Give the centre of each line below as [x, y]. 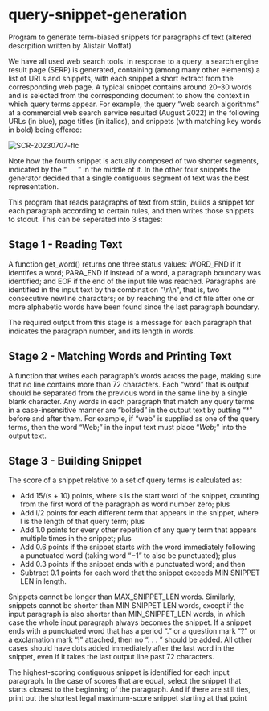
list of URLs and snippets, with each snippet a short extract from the [121, 78]
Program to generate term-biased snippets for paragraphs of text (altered [130, 37]
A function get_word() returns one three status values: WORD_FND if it [125, 264]
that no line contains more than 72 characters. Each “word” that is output [129, 384]
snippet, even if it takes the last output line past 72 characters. [111, 657]
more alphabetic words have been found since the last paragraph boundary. [134, 307]
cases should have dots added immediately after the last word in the [121, 648]
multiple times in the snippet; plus [75, 539]
